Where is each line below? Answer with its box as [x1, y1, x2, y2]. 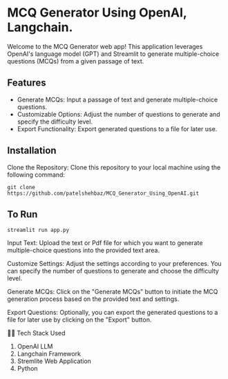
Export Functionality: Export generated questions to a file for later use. [17, 124, 218, 133]
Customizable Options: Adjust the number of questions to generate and [17, 110, 220, 118]
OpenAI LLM [17, 342, 53, 351]
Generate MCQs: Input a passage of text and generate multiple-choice [17, 95, 218, 104]
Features [7, 77, 46, 89]
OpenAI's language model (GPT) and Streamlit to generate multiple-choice [7, 50, 220, 58]
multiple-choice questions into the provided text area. [7, 246, 160, 255]
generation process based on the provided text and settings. [7, 295, 180, 303]
